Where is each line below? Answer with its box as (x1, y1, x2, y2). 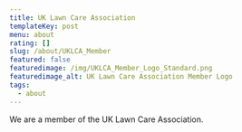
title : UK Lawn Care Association (9, 13, 136, 23)
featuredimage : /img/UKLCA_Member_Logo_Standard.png (9, 64, 213, 73)
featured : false (9, 55, 71, 64)
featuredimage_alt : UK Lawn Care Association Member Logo (9, 72, 233, 81)
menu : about (9, 30, 54, 39)
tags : (9, 80, 30, 90)
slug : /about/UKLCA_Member (9, 47, 111, 56)
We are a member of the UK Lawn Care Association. (9, 114, 204, 125)
